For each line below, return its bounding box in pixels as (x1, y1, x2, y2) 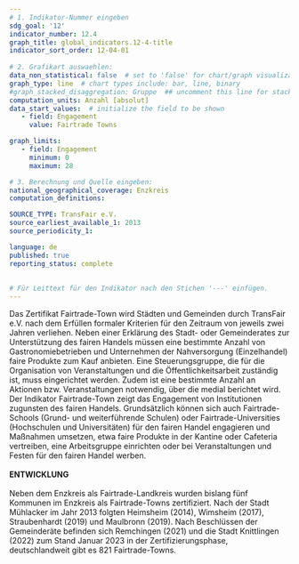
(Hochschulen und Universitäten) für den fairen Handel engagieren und (9, 422, 271, 432)
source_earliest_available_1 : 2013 (9, 219, 141, 228)
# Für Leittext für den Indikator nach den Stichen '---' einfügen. (9, 284, 269, 294)
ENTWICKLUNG (9, 469, 69, 479)
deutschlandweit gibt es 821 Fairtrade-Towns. (9, 544, 176, 555)
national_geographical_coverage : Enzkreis (9, 186, 169, 195)
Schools (9, 413, 39, 423)
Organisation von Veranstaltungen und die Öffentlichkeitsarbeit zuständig (9, 366, 279, 375)
